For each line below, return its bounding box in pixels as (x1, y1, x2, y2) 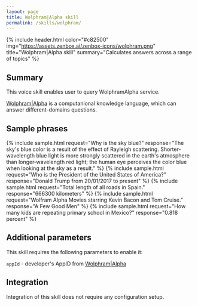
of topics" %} (6, 55, 39, 63)
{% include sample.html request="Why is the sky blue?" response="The (6, 140, 184, 146)
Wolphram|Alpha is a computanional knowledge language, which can (6, 100, 176, 107)
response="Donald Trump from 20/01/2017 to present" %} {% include (6, 177, 178, 184)
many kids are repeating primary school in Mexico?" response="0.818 (6, 209, 178, 216)
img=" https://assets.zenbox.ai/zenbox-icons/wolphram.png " (6, 42, 156, 50)
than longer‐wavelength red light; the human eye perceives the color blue (6, 159, 187, 165)
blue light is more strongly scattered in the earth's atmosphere (36, 152, 190, 159)
